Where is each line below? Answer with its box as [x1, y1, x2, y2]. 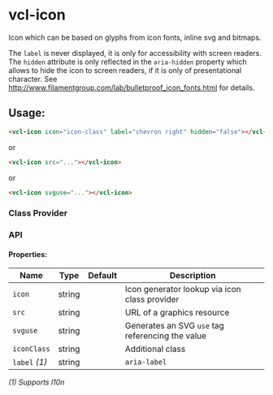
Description [169, 270, 216, 281]
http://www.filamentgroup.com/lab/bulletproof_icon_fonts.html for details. [8, 83, 255, 92]
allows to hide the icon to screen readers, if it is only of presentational [8, 65, 242, 75]
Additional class [124, 343, 186, 354]
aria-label [124, 358, 167, 367]
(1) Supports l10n [8, 377, 65, 387]
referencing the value [124, 330, 207, 341]
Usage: [8, 106, 46, 120]
